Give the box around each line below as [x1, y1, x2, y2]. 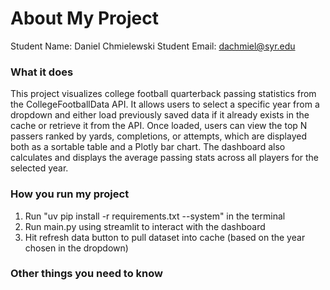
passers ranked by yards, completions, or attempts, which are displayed [10, 130, 307, 142]
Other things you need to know [10, 267, 163, 281]
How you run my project [10, 187, 130, 201]
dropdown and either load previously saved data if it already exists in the [10, 109, 310, 121]
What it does [10, 65, 74, 79]
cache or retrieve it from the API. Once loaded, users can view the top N [10, 120, 308, 132]
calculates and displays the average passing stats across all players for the [10, 152, 320, 164]
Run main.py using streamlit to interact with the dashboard [24, 220, 266, 232]
